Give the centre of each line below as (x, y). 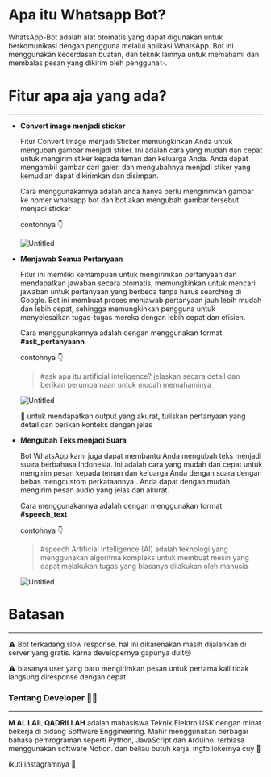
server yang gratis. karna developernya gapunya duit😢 (100, 652)
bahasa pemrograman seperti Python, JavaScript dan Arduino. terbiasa (127, 740)
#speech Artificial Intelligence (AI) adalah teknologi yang (134, 549)
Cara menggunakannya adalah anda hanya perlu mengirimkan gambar (137, 191)
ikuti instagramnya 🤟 (42, 764)
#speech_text (44, 514)
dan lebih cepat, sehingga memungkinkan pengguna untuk (118, 309)
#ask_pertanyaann (52, 341)
